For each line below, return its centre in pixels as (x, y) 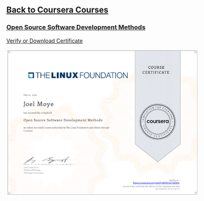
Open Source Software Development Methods (76, 27)
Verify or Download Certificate (45, 41)
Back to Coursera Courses (57, 10)
